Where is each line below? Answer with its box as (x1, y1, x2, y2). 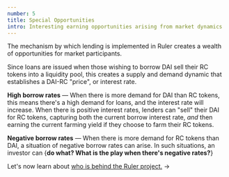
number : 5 (7, 10, 36, 17)
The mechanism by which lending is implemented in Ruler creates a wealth (7, 42, 221, 51)
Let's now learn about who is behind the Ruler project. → (7, 162, 171, 171)
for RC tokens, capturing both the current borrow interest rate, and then (7, 113, 213, 121)
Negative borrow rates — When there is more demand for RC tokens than (7, 134, 219, 142)
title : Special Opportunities (7, 17, 95, 24)
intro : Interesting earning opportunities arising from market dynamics (7, 23, 223, 30)
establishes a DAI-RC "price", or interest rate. (7, 78, 137, 86)
